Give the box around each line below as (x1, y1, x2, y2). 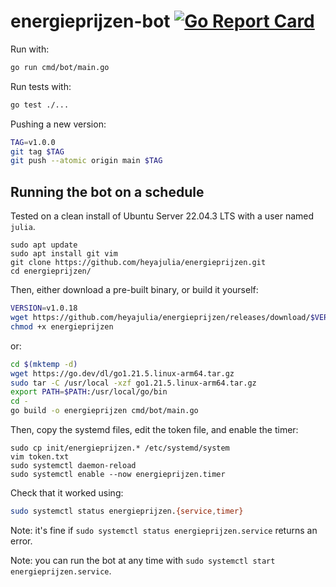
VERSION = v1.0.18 (10, 303, 78, 314)
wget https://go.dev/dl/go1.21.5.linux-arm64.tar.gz (10, 368, 235, 379)
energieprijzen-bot (10, 10, 171, 33)
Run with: (10, 43, 50, 55)
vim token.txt (10, 452, 70, 462)
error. (10, 535, 33, 547)
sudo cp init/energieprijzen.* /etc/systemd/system (10, 443, 230, 453)
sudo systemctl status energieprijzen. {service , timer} (10, 506, 244, 516)
